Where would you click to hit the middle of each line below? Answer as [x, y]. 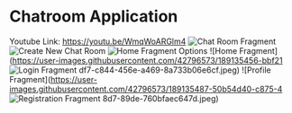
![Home [224, 50]
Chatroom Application [94, 17]
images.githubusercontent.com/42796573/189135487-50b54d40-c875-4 [146, 89]
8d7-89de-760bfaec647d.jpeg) [160, 98]
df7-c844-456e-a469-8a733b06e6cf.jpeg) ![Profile [175, 70]
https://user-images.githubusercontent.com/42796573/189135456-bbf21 [147, 60]
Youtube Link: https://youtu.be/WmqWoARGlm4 [98, 41]
